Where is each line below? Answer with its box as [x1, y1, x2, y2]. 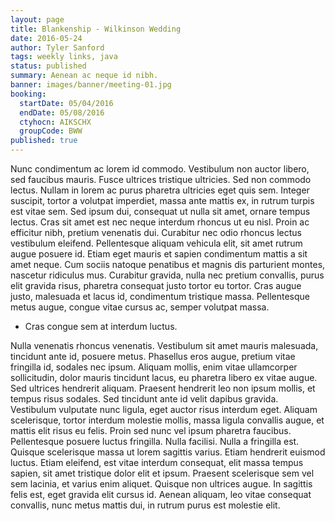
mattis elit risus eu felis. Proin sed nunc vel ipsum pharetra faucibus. [10, 425, 292, 436]
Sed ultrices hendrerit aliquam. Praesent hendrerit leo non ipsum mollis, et [10, 382, 316, 394]
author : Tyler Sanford [10, 42, 105, 53]
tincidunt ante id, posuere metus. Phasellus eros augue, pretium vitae [10, 351, 296, 362]
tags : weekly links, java [10, 52, 118, 62]
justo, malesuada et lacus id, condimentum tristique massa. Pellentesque [10, 291, 310, 302]
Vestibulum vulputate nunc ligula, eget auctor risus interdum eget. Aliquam [10, 404, 318, 415]
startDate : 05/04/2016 [19, 98, 114, 108]
